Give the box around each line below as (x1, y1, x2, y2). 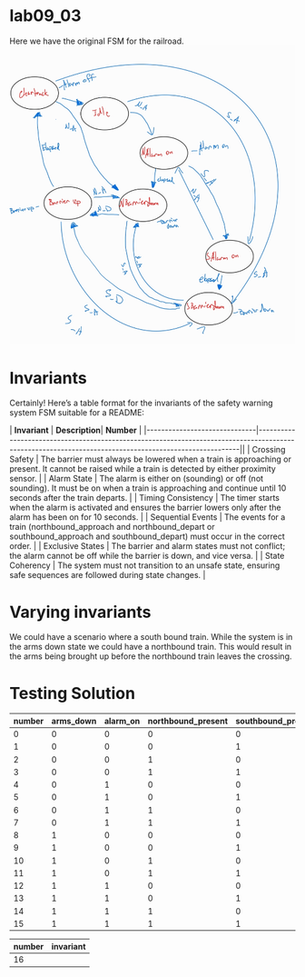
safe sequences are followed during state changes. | (9, 570, 206, 581)
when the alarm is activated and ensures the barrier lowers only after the (9, 502, 281, 513)
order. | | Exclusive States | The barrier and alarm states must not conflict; (9, 541, 286, 552)
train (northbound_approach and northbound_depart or (9, 522, 215, 533)
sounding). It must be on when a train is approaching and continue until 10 (9, 483, 287, 493)
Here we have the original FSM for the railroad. (9, 35, 184, 46)
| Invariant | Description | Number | (9, 424, 143, 436)
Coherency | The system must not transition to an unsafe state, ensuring (9, 560, 280, 571)
